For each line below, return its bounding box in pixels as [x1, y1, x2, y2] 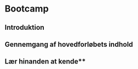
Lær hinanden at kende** [5, 57, 86, 66]
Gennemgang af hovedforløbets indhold [5, 40, 133, 48]
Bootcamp [5, 3, 49, 15]
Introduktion [5, 23, 45, 32]
